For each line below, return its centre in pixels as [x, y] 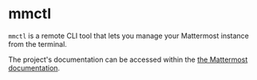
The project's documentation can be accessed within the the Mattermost [128, 59]
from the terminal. [38, 44]
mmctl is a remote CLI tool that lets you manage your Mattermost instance [128, 36]
